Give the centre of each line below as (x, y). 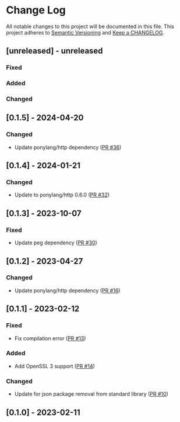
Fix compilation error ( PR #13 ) (50, 338)
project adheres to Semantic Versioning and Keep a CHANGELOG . (85, 32)
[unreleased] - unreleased (54, 51)
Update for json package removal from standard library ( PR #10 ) (91, 394)
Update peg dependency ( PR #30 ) (56, 243)
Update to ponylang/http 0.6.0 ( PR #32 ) (62, 195)
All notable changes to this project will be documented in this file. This (90, 26)
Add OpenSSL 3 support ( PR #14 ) (54, 366)
